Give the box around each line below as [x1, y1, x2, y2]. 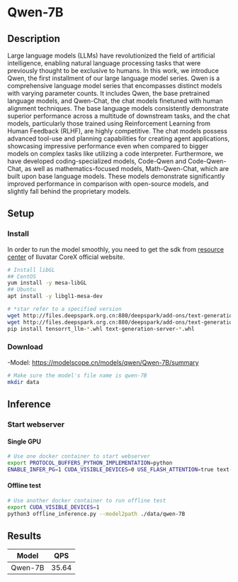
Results [7, 529, 42, 542]
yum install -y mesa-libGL [7, 280, 87, 287]
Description [7, 33, 60, 45]
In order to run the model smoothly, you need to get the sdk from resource [7, 245, 225, 253]
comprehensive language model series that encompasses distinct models [7, 82, 222, 89]
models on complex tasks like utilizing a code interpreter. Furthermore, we [7, 150, 224, 158]
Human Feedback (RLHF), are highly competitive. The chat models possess [7, 127, 228, 135]
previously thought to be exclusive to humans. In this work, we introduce [7, 67, 220, 75]
